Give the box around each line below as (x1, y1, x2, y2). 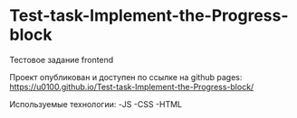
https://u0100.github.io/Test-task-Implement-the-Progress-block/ (9, 81, 254, 92)
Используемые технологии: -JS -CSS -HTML (9, 98, 183, 109)
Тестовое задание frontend (9, 54, 114, 65)
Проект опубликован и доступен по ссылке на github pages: (9, 71, 243, 82)
